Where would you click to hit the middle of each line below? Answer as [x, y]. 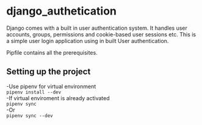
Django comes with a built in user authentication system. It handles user [97, 28]
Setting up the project [49, 72]
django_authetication [62, 11]
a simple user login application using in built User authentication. [88, 41]
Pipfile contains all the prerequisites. [52, 52]
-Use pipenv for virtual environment [51, 86]
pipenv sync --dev [30, 116]
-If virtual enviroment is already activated [58, 98]
